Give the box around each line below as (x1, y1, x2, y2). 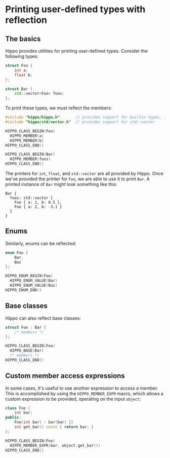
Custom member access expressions (5, 371, 125, 380)
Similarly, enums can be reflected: (5, 240, 76, 246)
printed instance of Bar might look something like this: (5, 181, 117, 187)
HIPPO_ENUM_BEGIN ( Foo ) (5, 274, 53, 279)
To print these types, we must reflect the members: (5, 105, 112, 111)
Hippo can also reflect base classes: (5, 315, 81, 321)
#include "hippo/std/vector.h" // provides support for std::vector (5, 120, 155, 125)
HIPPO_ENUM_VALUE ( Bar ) (10, 278, 58, 283)
